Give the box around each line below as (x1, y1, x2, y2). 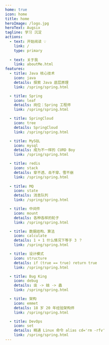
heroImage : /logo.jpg (5, 21, 49, 26)
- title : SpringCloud (9, 116, 54, 121)
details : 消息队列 (14, 193, 48, 198)
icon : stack (14, 166, 38, 171)
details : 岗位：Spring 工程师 (14, 102, 71, 108)
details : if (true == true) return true (14, 260, 97, 265)
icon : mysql (14, 143, 38, 148)
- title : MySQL (9, 138, 41, 144)
